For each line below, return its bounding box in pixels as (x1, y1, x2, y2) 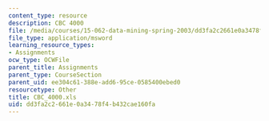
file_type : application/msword (8, 33, 113, 42)
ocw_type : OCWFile (8, 57, 70, 64)
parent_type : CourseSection (8, 71, 102, 79)
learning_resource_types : (8, 41, 94, 49)
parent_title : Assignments (8, 64, 98, 72)
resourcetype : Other (8, 85, 78, 94)
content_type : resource (8, 11, 88, 20)
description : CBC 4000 (8, 19, 84, 27)
